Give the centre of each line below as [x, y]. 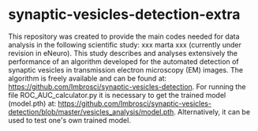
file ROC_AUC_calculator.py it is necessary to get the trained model [117, 95]
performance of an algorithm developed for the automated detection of [123, 62]
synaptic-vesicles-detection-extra [124, 15]
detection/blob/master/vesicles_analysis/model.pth [91, 111]
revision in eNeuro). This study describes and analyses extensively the [123, 53]
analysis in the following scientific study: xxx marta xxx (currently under [125, 44]
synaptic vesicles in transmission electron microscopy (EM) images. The [125, 69]
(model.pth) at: [32, 103]
